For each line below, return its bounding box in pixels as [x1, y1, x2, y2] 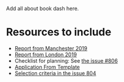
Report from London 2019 [14, 51, 78, 58]
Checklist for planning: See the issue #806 [14, 57, 118, 64]
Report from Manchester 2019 [14, 45, 88, 52]
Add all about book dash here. [6, 5, 79, 12]
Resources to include [6, 26, 112, 39]
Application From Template [14, 63, 81, 70]
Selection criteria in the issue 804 [14, 70, 96, 77]
